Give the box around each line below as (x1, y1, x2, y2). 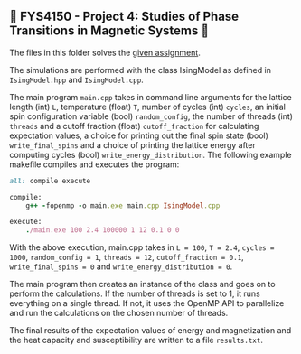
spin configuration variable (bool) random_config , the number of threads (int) (9, 110, 294, 122)
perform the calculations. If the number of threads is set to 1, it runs (9, 288, 260, 299)
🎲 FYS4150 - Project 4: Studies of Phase (9, 9, 240, 24)
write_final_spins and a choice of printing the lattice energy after (9, 139, 256, 150)
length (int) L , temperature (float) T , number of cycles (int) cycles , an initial (9, 101, 287, 112)
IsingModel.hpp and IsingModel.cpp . (9, 74, 145, 85)
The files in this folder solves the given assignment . (9, 47, 201, 58)
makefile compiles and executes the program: (9, 159, 180, 170)
